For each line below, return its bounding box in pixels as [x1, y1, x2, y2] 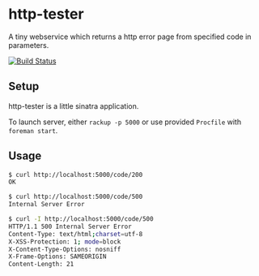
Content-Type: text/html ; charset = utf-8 [8, 230, 143, 238]
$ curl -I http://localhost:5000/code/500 [8, 215, 154, 223]
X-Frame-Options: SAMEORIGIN [8, 252, 107, 261]
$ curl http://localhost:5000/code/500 [8, 192, 143, 201]
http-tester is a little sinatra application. [8, 101, 139, 110]
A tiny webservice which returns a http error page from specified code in [8, 32, 252, 41]
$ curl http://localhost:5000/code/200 [8, 170, 143, 179]
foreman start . [8, 125, 58, 135]
